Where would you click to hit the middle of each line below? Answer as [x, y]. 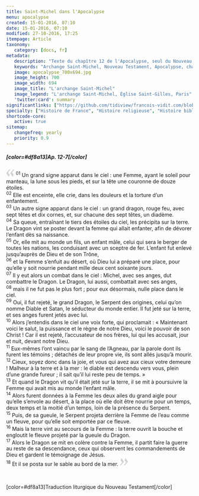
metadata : [18, 56]
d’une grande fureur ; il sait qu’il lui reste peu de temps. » [76, 374]
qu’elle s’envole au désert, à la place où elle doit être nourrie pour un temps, [99, 402]
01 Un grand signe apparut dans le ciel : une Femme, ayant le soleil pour [103, 174]
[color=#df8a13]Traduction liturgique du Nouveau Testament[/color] [89, 487]
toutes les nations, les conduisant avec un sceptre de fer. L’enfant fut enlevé [99, 248]
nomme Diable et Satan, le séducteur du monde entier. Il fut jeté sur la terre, [99, 308]
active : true [30, 122]
